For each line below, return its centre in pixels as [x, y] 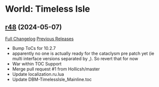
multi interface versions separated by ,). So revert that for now [75, 59]
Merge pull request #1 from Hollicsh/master [56, 69]
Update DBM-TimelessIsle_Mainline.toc [52, 79]
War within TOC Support [37, 64]
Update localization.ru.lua [38, 74]
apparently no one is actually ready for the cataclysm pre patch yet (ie [83, 53]
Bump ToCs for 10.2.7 [34, 48]
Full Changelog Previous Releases [40, 39]
